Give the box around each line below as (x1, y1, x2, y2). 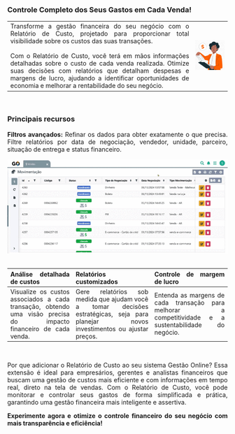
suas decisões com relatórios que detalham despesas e (10, 66, 190, 75)
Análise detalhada (10, 270, 70, 278)
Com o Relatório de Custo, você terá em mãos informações (10, 52, 190, 60)
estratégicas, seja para (76, 310, 149, 318)
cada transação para (154, 298, 225, 307)
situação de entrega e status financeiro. (7, 145, 122, 153)
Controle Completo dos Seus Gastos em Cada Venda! (7, 5, 192, 15)
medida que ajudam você (76, 295, 149, 303)
